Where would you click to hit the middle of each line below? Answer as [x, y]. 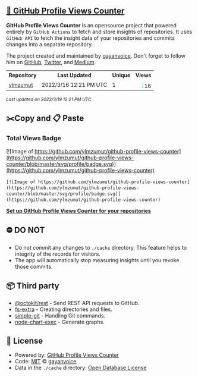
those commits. [34, 266]
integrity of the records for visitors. [58, 254]
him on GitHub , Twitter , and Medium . [51, 62]
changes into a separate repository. [50, 44]
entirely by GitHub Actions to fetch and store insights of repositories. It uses [99, 32]
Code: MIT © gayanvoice [45, 362]
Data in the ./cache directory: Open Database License [81, 368]
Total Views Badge [34, 139]
